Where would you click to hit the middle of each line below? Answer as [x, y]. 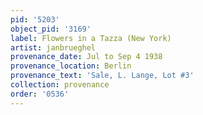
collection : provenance [60, 85]
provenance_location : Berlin [71, 66]
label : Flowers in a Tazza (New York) [91, 38]
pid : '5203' [35, 19]
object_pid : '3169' [51, 29]
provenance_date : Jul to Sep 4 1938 [86, 57]
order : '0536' [40, 94]
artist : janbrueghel [53, 47]
